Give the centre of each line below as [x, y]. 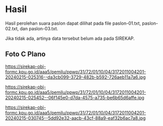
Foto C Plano [25, 54]
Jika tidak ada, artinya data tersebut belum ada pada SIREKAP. [70, 38]
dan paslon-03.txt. [39, 28]
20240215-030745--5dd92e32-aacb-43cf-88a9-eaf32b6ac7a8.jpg [75, 118]
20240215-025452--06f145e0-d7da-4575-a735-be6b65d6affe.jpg [75, 97]
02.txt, [12, 28]
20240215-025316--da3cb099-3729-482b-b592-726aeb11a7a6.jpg [75, 77]
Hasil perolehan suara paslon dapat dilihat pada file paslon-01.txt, [73, 23]
